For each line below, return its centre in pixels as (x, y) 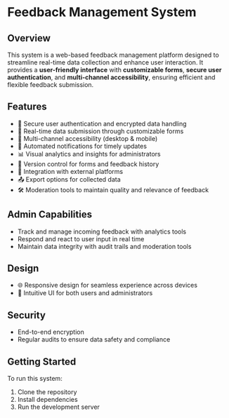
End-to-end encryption (51, 332)
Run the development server (59, 407)
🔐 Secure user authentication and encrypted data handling (102, 123)
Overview (29, 38)
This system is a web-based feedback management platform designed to (113, 55)
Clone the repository (47, 392)
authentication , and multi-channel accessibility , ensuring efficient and (111, 77)
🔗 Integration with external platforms (70, 171)
